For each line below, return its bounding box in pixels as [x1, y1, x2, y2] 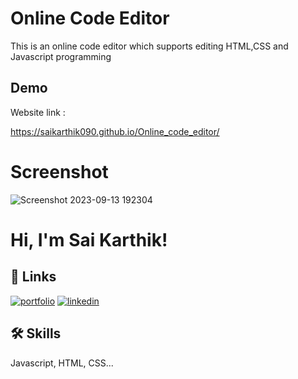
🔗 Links [10, 268, 57, 286]
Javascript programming [10, 50, 112, 62]
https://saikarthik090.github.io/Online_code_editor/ [10, 125, 220, 137]
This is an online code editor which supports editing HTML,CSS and [10, 40, 289, 52]
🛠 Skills [10, 325, 62, 342]
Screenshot [10, 160, 109, 183]
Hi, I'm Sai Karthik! [10, 228, 168, 251]
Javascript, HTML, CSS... [10, 357, 114, 369]
